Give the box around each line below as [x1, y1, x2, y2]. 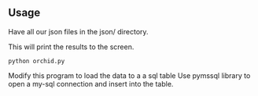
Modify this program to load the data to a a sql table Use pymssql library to [8, 70, 251, 80]
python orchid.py [8, 57, 65, 65]
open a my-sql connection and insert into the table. [8, 79, 174, 88]
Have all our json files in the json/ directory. [8, 27, 149, 36]
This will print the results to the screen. [8, 42, 135, 52]
